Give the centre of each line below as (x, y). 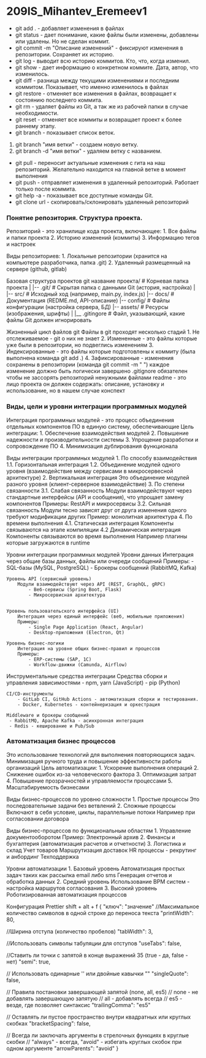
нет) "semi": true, (29, 962)
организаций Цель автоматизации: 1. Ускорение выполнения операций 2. (103, 767)
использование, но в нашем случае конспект (66, 391)
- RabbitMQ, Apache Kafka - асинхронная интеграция (76, 721)
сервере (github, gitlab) (37, 269)
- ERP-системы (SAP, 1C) (60, 659)
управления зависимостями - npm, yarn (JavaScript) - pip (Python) (93, 683)
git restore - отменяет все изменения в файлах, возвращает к (96, 93)
